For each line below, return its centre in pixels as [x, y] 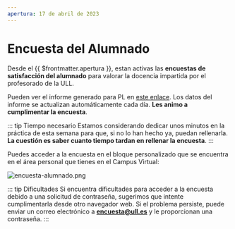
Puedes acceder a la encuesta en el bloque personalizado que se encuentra [118, 154]
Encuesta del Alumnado [79, 48]
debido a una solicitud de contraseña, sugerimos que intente [96, 196]
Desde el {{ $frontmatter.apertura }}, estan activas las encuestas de [107, 68]
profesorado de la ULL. [41, 83]
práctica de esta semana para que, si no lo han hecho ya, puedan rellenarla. [117, 133]
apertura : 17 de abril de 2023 [53, 14]
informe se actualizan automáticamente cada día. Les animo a [98, 104]
